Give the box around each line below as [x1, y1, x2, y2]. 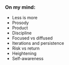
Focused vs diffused [12, 35, 53, 41]
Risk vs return [12, 45, 40, 52]
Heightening [12, 51, 37, 56]
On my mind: [5, 4, 36, 11]
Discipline [12, 30, 32, 36]
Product [12, 25, 28, 31]
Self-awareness [12, 56, 44, 62]
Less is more [12, 15, 38, 21]
